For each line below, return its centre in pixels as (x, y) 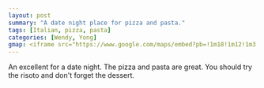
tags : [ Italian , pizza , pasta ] (60, 30)
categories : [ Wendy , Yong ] (53, 37)
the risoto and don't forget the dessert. (72, 75)
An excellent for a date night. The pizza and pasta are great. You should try (130, 67)
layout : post (30, 15)
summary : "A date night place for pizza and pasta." (97, 23)
